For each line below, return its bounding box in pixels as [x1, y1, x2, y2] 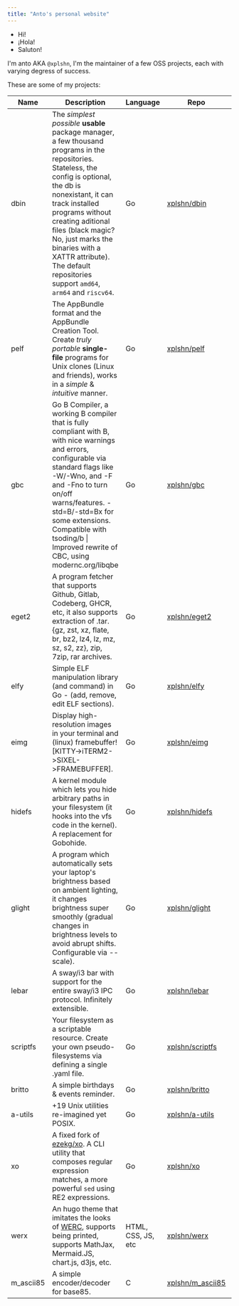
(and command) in [52, 681, 114, 691]
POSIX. [52, 1118, 76, 1128]
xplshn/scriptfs [166, 1042, 217, 1052]
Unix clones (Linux [52, 361, 115, 371]
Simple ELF [52, 663, 90, 673]
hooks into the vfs [52, 811, 112, 821]
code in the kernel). [52, 820, 117, 830]
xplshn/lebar [166, 985, 209, 995]
